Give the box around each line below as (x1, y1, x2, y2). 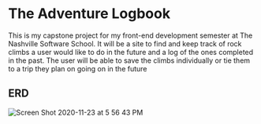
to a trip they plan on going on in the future (8, 64, 147, 73)
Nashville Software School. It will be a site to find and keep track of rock (8, 38, 242, 48)
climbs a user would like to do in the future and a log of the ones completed (8, 47, 254, 57)
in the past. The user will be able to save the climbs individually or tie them (8, 56, 251, 65)
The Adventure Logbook (8, 5, 171, 23)
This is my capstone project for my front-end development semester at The (8, 31, 253, 40)
